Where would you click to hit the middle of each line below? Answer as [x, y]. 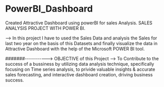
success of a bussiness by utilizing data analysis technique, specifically [80, 64]
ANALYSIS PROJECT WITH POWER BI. [45, 28]
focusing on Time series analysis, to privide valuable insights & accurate [80, 69]
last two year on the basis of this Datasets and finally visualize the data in [81, 43]
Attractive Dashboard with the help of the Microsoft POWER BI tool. [75, 49]
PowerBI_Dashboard [49, 9]
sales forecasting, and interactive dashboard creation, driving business [79, 74]
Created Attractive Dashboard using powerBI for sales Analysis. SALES [79, 23]
